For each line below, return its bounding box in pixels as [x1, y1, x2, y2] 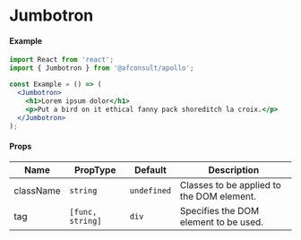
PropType [74, 163, 116, 176]
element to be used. [179, 216, 264, 228]
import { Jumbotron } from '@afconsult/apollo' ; [9, 64, 194, 73]
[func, [69, 207, 98, 217]
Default [133, 163, 168, 176]
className [13, 184, 61, 197]
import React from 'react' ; [9, 56, 115, 64]
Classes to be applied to [179, 178, 282, 191]
